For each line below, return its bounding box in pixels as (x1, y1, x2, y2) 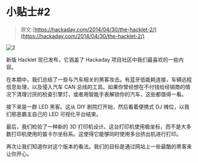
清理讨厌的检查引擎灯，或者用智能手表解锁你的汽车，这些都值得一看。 (16, 91, 187, 98)
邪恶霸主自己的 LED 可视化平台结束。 (11, 110, 102, 118)
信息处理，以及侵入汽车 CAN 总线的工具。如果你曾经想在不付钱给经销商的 (6, 83, 186, 90)
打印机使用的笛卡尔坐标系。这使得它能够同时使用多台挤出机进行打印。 (11, 130, 181, 137)
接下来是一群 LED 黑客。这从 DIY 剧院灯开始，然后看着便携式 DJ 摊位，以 (6, 103, 184, 110)
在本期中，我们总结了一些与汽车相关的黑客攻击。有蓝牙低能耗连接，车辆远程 (6, 76, 192, 83)
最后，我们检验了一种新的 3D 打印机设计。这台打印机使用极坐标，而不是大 (6, 123, 187, 130)
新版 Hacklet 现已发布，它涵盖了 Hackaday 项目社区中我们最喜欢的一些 (6, 56, 179, 63)
